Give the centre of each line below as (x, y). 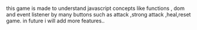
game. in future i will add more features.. (55, 21)
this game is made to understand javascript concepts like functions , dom (96, 8)
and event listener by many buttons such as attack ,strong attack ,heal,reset (98, 15)
